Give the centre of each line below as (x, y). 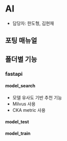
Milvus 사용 (24, 104)
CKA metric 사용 (29, 110)
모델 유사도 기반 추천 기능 (37, 97)
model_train (18, 133)
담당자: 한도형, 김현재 (33, 23)
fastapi (14, 74)
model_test (17, 122)
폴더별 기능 (21, 59)
